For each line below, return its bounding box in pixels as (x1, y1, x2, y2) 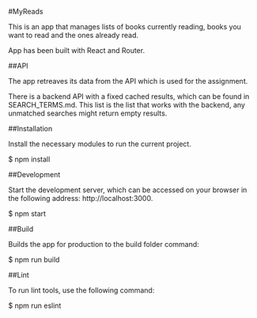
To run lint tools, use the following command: (8, 286, 155, 295)
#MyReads (8, 7, 43, 16)
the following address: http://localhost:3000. (8, 194, 153, 203)
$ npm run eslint (8, 301, 62, 310)
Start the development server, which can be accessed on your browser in (8, 185, 248, 195)
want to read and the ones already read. (8, 31, 139, 40)
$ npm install (8, 154, 51, 164)
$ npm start (8, 209, 46, 218)
